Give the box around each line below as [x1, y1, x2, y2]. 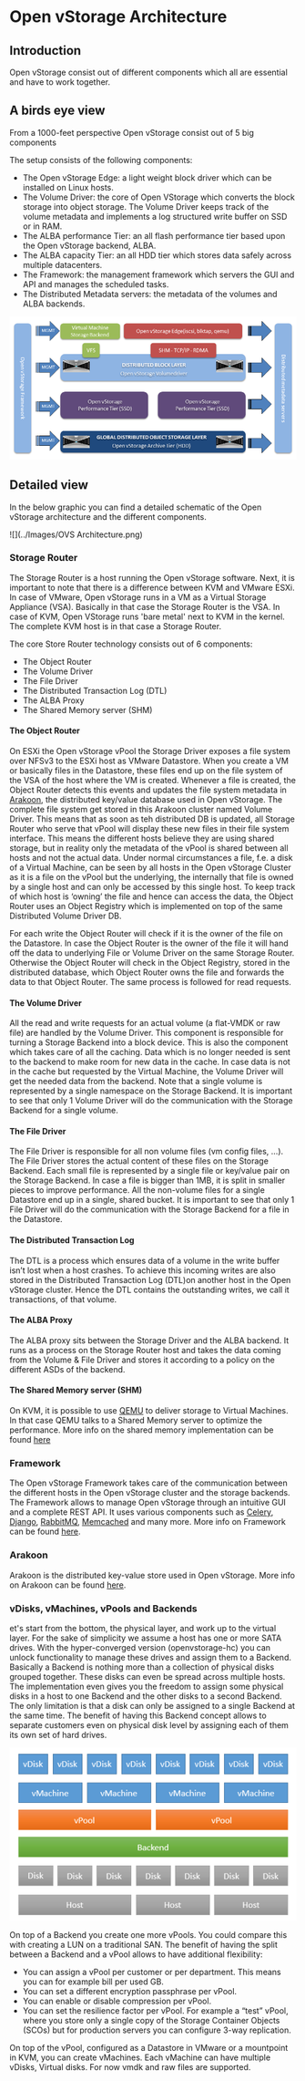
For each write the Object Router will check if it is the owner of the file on [9, 928, 284, 939]
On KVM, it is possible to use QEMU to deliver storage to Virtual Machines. [9, 1405, 289, 1416]
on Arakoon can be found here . [9, 1579, 127, 1590]
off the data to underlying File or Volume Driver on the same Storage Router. [9, 947, 295, 958]
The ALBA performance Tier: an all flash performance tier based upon [22, 230, 286, 241]
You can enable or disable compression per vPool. [22, 1995, 212, 2006]
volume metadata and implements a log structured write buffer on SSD [22, 211, 288, 222]
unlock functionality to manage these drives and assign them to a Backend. [9, 1651, 291, 1662]
